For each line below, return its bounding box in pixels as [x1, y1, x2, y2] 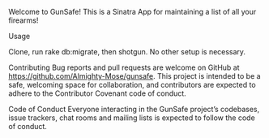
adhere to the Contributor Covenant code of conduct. [8, 88, 186, 98]
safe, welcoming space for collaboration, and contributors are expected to [8, 80, 257, 89]
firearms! [8, 15, 39, 25]
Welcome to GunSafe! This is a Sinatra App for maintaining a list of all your [8, 7, 257, 16]
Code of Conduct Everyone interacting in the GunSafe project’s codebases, [8, 105, 260, 114]
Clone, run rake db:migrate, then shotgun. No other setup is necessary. [8, 47, 246, 56]
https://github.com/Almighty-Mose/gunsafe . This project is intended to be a [8, 71, 261, 80]
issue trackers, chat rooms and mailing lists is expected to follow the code [8, 113, 255, 123]
